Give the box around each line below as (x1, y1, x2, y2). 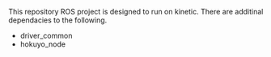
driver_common (19, 31, 73, 40)
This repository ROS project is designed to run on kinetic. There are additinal (8, 7, 264, 16)
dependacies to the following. (8, 15, 108, 25)
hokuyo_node (19, 39, 66, 49)
